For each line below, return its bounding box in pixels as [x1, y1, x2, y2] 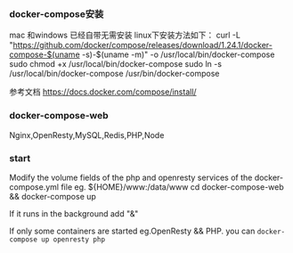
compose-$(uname [9, 49, 80, 60]
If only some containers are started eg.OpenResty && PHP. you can [9, 225, 256, 236]
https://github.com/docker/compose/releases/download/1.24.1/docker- [12, 40, 273, 51]
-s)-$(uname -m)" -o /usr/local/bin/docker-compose [81, 49, 275, 60]
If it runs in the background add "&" [9, 208, 139, 219]
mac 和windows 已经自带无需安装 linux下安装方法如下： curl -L [9, 29, 240, 41]
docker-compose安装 [9, 7, 104, 20]
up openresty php [41, 234, 105, 244]
